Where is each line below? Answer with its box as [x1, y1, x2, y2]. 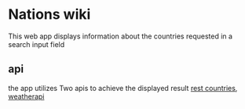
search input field [8, 39, 65, 49]
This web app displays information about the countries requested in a [8, 31, 233, 41]
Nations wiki [8, 5, 91, 24]
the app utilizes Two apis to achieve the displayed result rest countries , [8, 83, 238, 93]
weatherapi [8, 92, 45, 101]
